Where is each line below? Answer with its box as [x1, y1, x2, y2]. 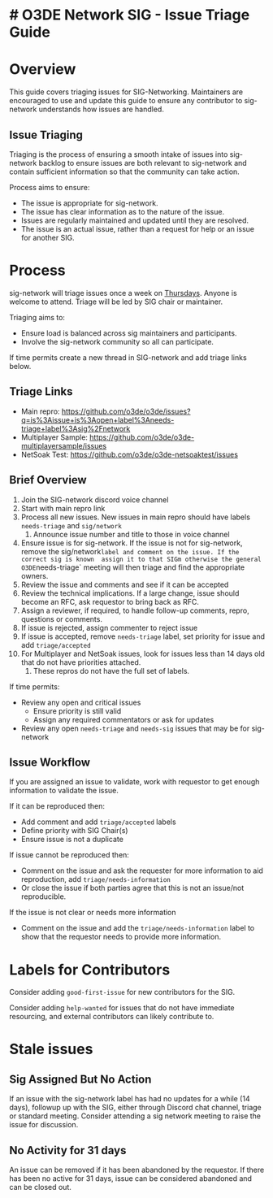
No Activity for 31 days [9, 1144, 127, 1157]
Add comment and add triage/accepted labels [20, 817, 177, 827]
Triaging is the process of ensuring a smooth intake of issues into [9, 149, 228, 159]
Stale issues [9, 1040, 93, 1058]
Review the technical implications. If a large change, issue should [20, 588, 240, 598]
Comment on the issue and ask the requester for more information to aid [20, 866, 263, 875]
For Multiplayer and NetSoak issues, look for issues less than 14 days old [20, 649, 265, 658]
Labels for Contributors [9, 961, 171, 979]
